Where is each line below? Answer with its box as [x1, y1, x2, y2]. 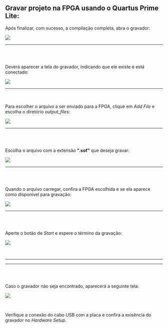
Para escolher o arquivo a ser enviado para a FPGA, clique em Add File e [5, 103, 155, 109]
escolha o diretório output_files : [5, 108, 70, 114]
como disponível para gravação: [5, 191, 71, 197]
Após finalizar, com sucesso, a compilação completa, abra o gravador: [5, 25, 150, 31]
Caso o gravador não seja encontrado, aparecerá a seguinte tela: [5, 283, 139, 289]
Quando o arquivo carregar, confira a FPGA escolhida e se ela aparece [5, 186, 151, 192]
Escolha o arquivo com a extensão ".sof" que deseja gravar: [5, 147, 130, 153]
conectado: [5, 69, 29, 75]
